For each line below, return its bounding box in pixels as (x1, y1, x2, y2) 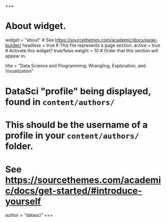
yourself (5, 195, 41, 207)
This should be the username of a (5, 119, 148, 131)
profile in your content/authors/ (5, 130, 139, 141)
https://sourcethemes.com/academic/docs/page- (55, 37, 158, 43)
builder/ (5, 42, 22, 48)
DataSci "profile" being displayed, (5, 86, 151, 97)
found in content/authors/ (5, 96, 115, 108)
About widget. (5, 21, 66, 32)
